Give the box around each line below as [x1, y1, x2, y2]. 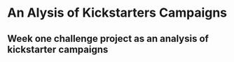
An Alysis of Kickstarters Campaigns [7, 5, 228, 21]
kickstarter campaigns [7, 43, 109, 55]
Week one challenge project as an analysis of [7, 33, 209, 45]
